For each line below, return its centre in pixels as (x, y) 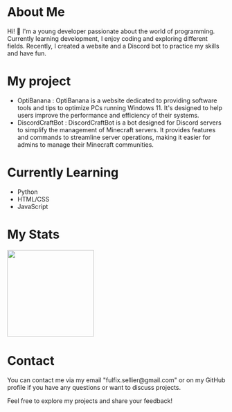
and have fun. (27, 53)
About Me (36, 12)
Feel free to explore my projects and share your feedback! (90, 401)
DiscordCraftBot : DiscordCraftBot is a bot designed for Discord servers (119, 123)
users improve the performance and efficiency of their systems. (108, 115)
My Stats (34, 234)
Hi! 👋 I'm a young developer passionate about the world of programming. (111, 31)
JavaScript (33, 206)
